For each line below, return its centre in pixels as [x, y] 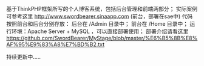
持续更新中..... [24, 57]
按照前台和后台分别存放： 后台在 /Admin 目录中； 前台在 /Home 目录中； [97, 24]
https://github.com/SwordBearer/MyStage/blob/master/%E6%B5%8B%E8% [102, 38]
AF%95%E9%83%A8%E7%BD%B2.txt [56, 44]
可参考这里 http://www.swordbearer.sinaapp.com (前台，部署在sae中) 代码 [100, 16]
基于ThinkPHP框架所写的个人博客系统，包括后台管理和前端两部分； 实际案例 [102, 9]
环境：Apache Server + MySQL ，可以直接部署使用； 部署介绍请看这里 [100, 31]
